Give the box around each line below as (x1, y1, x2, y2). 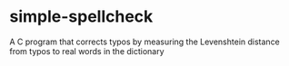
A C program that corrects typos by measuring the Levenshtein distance (9, 36, 280, 47)
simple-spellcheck (9, 6, 154, 27)
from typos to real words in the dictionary (9, 45, 165, 56)
